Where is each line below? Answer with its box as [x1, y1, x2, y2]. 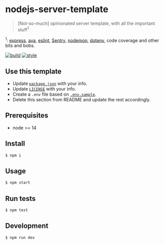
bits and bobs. [5, 43, 35, 49]
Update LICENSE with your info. [12, 86, 76, 92]
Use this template [5, 67, 62, 75]
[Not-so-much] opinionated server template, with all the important [17, 20, 155, 26]
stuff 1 [17, 25, 29, 32]
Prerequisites [5, 111, 48, 120]
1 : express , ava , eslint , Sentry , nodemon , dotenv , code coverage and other [5, 36, 159, 44]
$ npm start [5, 180, 30, 185]
